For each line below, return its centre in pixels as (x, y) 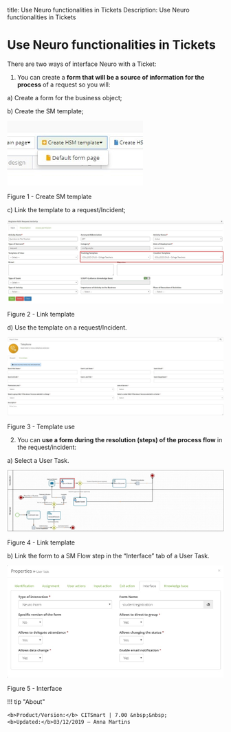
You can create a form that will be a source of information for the (111, 77)
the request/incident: (47, 447)
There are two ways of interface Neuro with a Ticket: (82, 64)
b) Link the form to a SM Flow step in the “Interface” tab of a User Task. (108, 556)
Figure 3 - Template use (41, 427)
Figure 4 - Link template (41, 542)
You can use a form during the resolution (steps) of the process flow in (120, 440)
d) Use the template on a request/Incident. (67, 328)
